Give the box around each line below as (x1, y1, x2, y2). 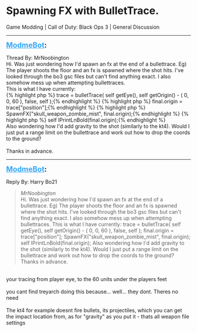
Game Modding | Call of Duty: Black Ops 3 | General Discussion (6, 23, 160, 30)
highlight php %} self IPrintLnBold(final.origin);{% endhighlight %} (6, 116, 166, 124)
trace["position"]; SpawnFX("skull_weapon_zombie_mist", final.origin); (20, 233, 191, 240)
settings (6, 319, 26, 326)
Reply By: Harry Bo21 (6, 178, 57, 185)
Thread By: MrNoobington (6, 54, 69, 61)
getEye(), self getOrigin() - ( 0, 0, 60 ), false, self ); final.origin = (20, 227, 174, 234)
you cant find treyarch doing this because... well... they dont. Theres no (6, 288, 179, 295)
